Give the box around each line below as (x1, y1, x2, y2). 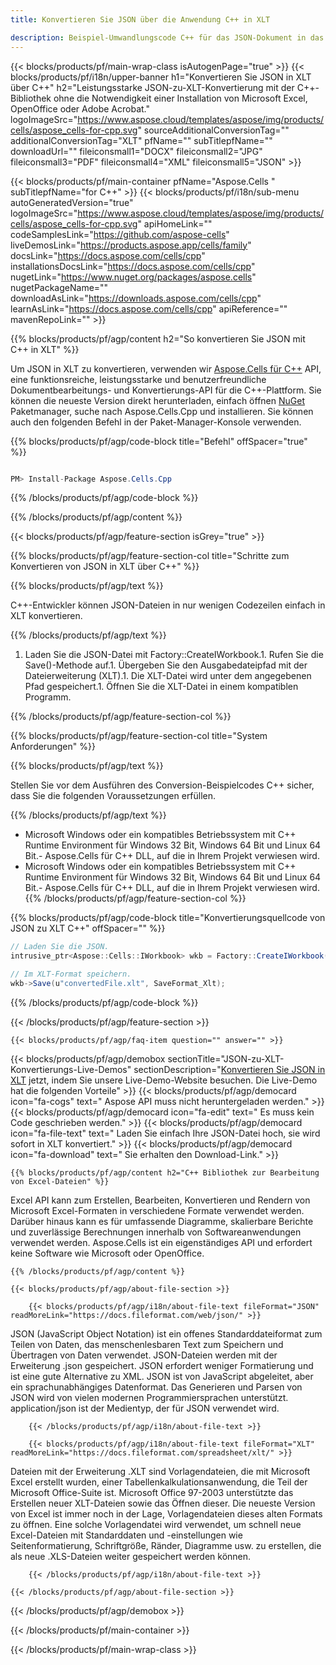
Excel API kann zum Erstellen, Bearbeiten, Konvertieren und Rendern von (10, 1194, 311, 1206)
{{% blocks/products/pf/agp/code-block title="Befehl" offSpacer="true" (10, 435, 308, 447)
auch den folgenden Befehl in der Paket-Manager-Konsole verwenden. (10, 416, 302, 428)
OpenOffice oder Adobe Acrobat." (10, 102, 151, 115)
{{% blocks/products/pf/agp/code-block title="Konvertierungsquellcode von (10, 912, 326, 924)
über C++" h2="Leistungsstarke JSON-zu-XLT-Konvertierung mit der (10, 81, 295, 93)
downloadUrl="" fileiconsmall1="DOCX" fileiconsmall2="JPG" (10, 145, 263, 157)
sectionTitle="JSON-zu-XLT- (167, 1052, 285, 1065)
